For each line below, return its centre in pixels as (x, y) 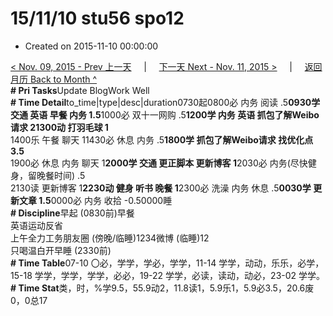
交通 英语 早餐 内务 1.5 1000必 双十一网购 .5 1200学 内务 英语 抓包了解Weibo (165, 114)
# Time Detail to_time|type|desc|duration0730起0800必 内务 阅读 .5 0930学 (165, 102)
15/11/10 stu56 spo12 (97, 18)
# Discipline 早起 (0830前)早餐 (72, 213)
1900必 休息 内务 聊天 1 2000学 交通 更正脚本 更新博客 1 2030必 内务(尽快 (159, 163)
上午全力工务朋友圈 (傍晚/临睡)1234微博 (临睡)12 (110, 238)
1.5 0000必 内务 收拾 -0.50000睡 (105, 200)
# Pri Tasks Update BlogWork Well (80, 90)
